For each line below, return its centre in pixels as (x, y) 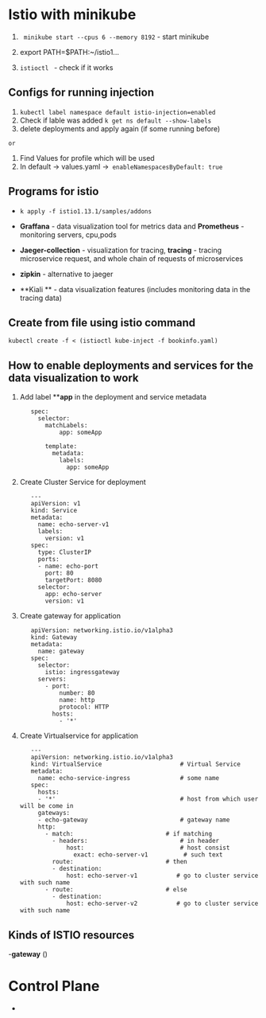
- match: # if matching (129, 834)
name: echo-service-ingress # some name (129, 778)
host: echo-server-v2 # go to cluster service (162, 904)
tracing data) (40, 298)
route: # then (120, 862)
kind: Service (54, 511)
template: (61, 447)
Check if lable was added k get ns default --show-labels (116, 120)
